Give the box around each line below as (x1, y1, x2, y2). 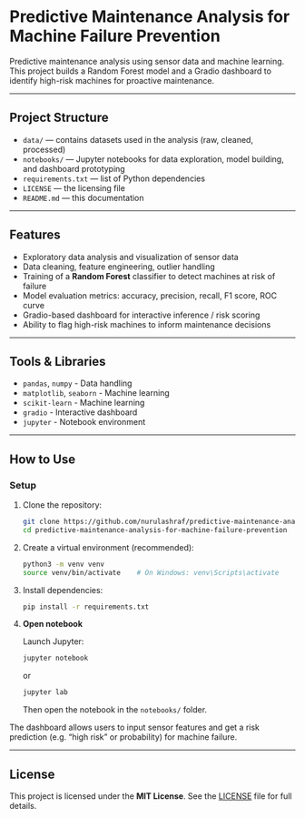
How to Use (9, 451, 76, 467)
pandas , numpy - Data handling (22, 378, 133, 389)
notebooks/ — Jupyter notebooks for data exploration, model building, (22, 153, 284, 165)
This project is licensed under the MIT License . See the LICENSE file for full (9, 791, 292, 802)
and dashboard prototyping (22, 163, 125, 174)
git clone (22, 517, 61, 527)
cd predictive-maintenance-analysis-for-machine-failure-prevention (22, 525, 288, 534)
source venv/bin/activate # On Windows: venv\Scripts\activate (22, 568, 280, 577)
